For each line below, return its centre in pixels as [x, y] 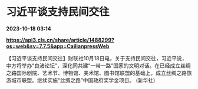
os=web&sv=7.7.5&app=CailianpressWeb [58, 46]
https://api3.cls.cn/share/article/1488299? [60, 40]
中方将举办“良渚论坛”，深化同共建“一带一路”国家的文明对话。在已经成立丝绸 [98, 66]
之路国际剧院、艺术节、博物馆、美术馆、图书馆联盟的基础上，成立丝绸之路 [96, 73]
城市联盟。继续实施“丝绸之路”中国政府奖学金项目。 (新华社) [83, 80]
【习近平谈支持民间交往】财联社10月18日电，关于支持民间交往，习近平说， [97, 58]
